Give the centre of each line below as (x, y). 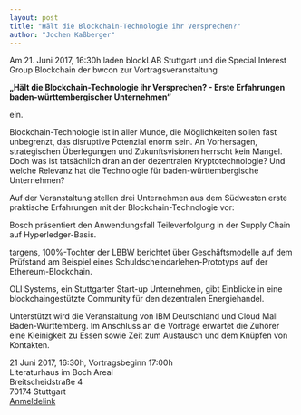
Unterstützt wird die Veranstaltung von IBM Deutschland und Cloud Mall (144, 316)
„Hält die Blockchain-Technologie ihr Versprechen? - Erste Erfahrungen (147, 88)
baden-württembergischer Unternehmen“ (91, 97)
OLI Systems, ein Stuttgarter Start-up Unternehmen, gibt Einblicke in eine (146, 289)
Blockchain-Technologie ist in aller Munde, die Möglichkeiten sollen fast (143, 132)
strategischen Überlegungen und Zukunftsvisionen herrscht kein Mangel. (146, 151)
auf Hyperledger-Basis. (53, 235)
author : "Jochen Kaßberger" (63, 34)
